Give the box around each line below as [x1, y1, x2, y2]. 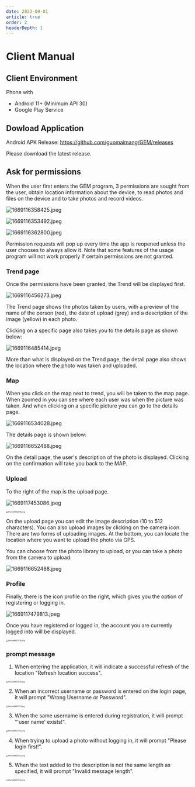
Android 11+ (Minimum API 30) [14, 100, 88, 107]
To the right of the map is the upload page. [6, 488, 109, 495]
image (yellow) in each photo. [6, 316, 78, 323]
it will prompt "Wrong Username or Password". [14, 694, 127, 701]
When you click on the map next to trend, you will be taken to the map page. [6, 390, 190, 397]
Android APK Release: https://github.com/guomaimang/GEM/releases [6, 139, 173, 146]
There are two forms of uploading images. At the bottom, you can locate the [6, 530, 189, 537]
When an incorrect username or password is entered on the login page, [14, 688, 187, 695]
